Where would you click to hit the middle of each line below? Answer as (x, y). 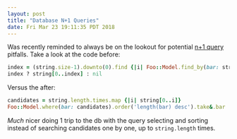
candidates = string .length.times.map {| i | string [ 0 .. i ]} (94, 101)
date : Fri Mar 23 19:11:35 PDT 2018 (61, 27)
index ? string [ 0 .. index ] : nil (55, 74)
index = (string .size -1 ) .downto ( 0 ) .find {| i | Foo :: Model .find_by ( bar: (113, 68)
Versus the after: (31, 87)
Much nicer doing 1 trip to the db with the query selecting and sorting (108, 120)
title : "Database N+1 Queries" (53, 20)
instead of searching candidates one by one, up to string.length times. (111, 128)
